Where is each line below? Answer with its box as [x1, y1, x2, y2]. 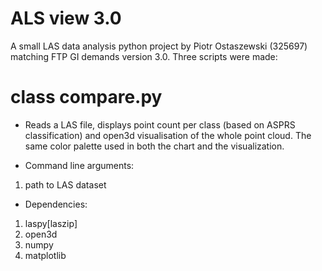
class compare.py [10, 86, 163, 109]
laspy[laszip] [24, 217, 78, 229]
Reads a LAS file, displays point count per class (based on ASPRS [24, 118, 296, 131]
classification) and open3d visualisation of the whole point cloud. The [24, 129, 312, 141]
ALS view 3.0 [10, 7, 122, 30]
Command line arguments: [24, 159, 135, 171]
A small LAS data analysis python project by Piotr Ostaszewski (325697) [10, 40, 308, 52]
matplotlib [24, 249, 67, 261]
